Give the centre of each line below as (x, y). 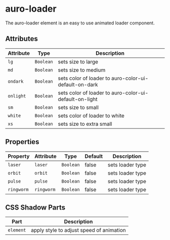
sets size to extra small (85, 124)
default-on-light (78, 99)
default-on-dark (78, 84)
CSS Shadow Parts (35, 207)
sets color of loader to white (91, 116)
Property (19, 156)
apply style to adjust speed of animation (79, 230)
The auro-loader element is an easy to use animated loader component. (80, 23)
